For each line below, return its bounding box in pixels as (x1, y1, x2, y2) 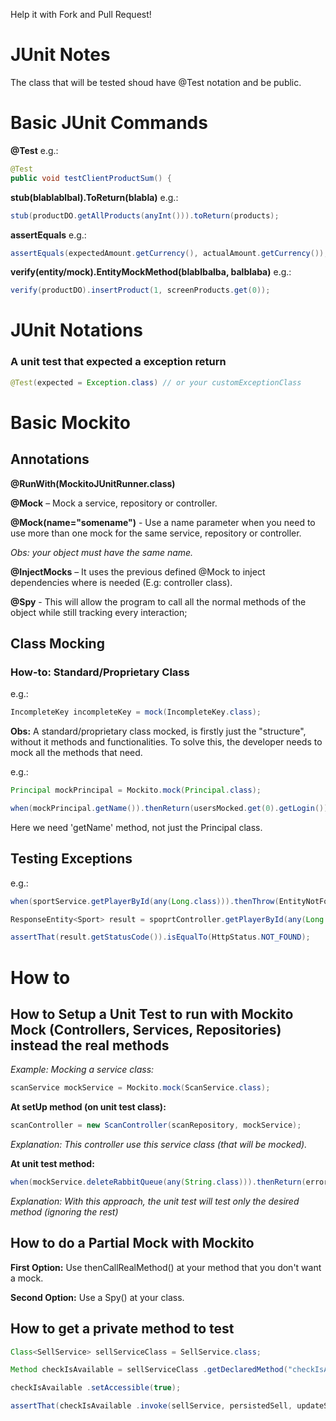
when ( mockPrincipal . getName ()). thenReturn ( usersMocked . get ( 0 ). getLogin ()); (10, 804, 333, 814)
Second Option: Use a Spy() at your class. (10, 1291, 185, 1303)
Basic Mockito (10, 411, 131, 434)
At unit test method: (10, 1158, 95, 1170)
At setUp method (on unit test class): (10, 1101, 167, 1113)
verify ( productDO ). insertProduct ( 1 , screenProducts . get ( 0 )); (10, 285, 271, 296)
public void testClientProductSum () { (10, 173, 172, 183)
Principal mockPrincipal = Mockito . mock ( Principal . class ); (10, 785, 262, 796)
